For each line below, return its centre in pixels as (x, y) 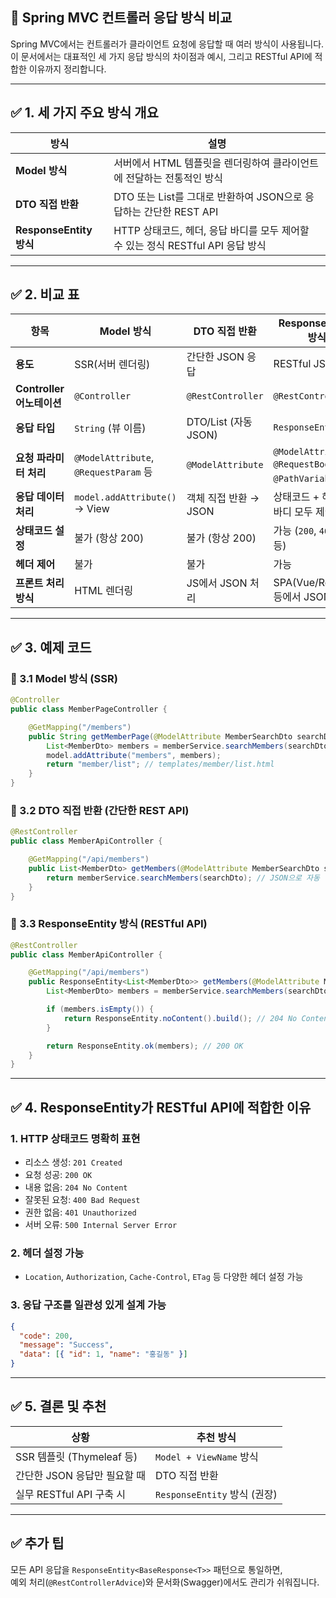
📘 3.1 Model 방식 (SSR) (64, 678)
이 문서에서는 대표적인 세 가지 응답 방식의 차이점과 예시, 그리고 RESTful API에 (161, 56)
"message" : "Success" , (66, 1345)
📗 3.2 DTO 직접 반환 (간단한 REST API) (100, 810)
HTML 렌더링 (104, 591)
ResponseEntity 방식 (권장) (216, 1494)
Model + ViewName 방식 (207, 1456)
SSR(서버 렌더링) (112, 365)
